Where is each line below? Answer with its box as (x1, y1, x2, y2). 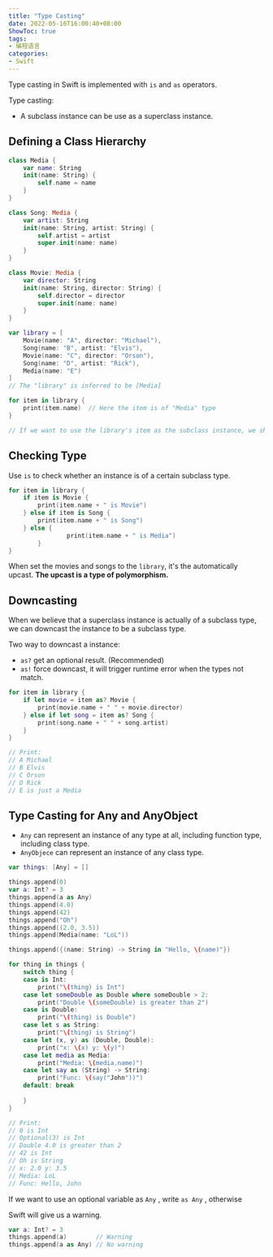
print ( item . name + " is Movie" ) (37, 501, 148, 509)
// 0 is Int (8, 1126, 49, 1135)
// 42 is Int (8, 1149, 53, 1158)
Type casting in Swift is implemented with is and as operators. (8, 79, 218, 89)
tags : (8, 34, 27, 43)
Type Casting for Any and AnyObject (8, 809, 198, 823)
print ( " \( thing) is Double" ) (37, 1014, 136, 1022)
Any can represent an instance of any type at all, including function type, (19, 831, 262, 840)
